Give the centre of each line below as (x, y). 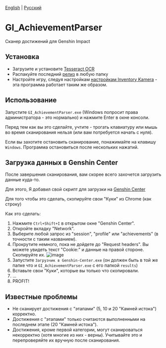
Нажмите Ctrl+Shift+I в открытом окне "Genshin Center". (74, 223)
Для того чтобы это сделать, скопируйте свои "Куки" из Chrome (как (78, 199)
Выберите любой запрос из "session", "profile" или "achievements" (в (85, 234)
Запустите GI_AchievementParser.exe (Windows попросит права (72, 112)
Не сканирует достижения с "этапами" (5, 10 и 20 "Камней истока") (84, 309)
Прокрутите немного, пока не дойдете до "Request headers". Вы (80, 245)
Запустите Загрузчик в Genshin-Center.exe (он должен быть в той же (85, 260)
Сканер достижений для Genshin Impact (48, 41)
